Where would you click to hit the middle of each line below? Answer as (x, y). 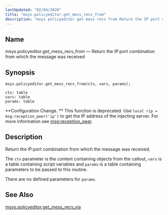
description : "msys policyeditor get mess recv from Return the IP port (82, 19)
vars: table (17, 97)
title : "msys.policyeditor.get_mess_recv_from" (56, 14)
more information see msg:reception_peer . (49, 121)
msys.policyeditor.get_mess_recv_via (43, 207)
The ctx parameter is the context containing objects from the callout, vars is (83, 158)
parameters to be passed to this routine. (46, 169)
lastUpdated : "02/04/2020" (33, 10)
